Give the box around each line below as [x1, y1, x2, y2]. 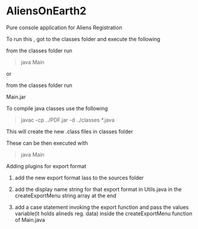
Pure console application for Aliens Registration [6, 24, 122, 31]
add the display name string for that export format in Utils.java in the [14, 185, 182, 193]
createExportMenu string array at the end [14, 192, 117, 199]
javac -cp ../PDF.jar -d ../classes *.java [20, 116, 115, 123]
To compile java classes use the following [6, 104, 108, 112]
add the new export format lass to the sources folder [14, 174, 144, 181]
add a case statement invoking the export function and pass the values [14, 203, 189, 211]
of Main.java [14, 216, 46, 223]
